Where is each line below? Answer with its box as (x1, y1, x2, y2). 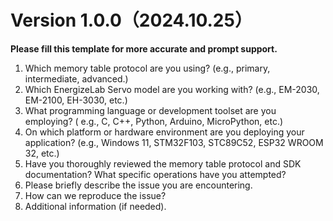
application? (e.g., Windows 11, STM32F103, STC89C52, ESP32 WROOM (24, 136, 324, 148)
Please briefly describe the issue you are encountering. (24, 179, 253, 191)
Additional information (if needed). (24, 200, 167, 212)
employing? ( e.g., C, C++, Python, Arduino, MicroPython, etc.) (24, 115, 284, 127)
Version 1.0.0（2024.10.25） (10, 9, 253, 32)
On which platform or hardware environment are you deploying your (24, 126, 305, 138)
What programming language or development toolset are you (24, 104, 277, 116)
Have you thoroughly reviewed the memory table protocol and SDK (24, 157, 302, 170)
